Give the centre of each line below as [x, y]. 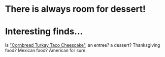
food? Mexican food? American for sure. [46, 51]
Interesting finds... [44, 32]
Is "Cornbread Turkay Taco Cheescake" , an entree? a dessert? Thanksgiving [83, 45]
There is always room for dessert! [76, 9]
